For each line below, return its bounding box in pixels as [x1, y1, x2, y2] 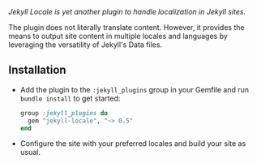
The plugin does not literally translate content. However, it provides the [8, 23, 245, 32]
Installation [8, 63, 66, 77]
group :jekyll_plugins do [19, 109, 108, 117]
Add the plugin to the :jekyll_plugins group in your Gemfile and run [19, 84, 250, 94]
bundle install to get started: [19, 93, 121, 103]
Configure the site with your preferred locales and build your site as [19, 139, 246, 148]
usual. [19, 148, 41, 157]
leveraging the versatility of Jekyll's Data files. [8, 40, 163, 49]
